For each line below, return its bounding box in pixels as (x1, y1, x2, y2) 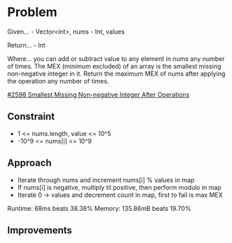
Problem (7, 4, 57, 20)
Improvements (7, 224, 72, 236)
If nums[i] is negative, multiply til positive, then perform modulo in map (17, 183, 222, 191)
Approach (7, 157, 52, 169)
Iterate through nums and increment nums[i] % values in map (17, 176, 195, 184)
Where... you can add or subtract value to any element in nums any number (7, 54, 226, 63)
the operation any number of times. (7, 76, 109, 85)
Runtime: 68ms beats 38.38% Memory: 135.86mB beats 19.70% (7, 204, 191, 212)
